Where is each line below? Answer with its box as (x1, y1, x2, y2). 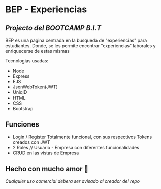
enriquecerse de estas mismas (5, 48, 70, 54)
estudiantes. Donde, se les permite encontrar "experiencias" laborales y (5, 43, 156, 49)
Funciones (5, 120, 40, 129)
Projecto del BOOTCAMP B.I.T (5, 24, 102, 33)
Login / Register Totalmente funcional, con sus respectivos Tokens (12, 134, 152, 140)
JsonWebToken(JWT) (12, 84, 58, 90)
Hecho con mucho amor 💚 (5, 165, 89, 173)
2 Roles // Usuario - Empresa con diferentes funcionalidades (12, 144, 140, 150)
